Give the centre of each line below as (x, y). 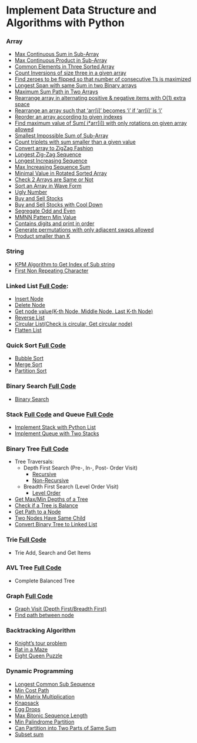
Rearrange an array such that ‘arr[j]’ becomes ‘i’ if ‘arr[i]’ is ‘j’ (89, 110)
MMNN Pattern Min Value (45, 217)
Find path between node (44, 615)
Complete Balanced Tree (45, 581)
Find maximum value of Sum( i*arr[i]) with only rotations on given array (101, 123)
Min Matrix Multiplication (44, 696)
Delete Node (30, 305)
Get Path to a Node (38, 512)
